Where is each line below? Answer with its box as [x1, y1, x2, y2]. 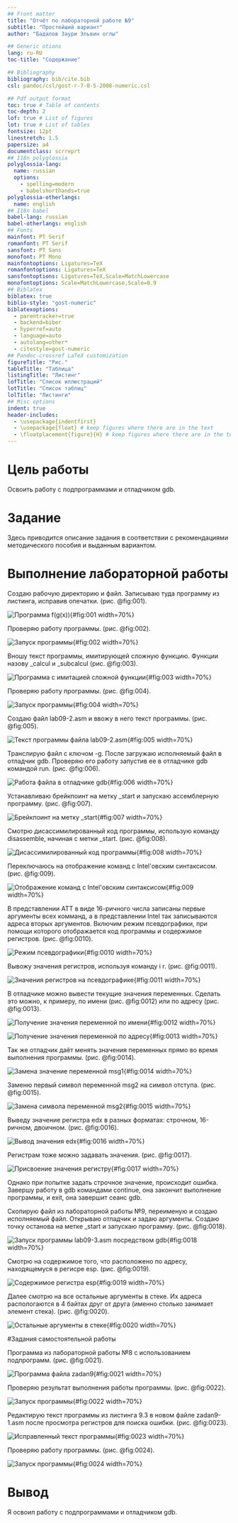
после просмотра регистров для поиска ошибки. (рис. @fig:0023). [25, 1418, 229, 1427]
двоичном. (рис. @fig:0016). [34, 1123, 119, 1132]
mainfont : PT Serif [7, 233, 65, 240]
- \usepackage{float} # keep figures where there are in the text [13, 425, 214, 432]
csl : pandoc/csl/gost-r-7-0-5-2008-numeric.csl [7, 82, 151, 89]
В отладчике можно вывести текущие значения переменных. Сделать [7, 989, 221, 998]
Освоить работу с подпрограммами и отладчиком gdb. [7, 485, 176, 493]
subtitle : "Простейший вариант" [7, 23, 103, 30]
